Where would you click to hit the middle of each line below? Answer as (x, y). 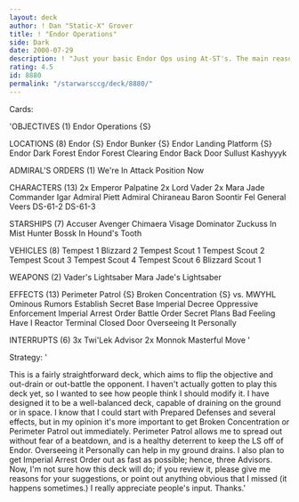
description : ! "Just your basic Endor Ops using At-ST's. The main (139, 59)
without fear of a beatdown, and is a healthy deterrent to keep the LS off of (146, 441)
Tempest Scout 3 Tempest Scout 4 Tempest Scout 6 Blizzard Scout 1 (135, 260)
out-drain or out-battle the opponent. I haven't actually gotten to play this (143, 384)
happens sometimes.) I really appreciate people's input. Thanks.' (128, 488)
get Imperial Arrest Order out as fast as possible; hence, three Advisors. (141, 459)
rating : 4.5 (31, 68)
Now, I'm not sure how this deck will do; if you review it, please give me (140, 469)
